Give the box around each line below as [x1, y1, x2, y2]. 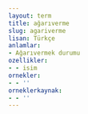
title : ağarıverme [8, 19, 70, 27]
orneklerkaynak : [8, 86, 62, 95]
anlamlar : [8, 42, 42, 50]
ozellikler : [8, 57, 48, 65]
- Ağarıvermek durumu [8, 49, 81, 57]
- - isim [8, 64, 38, 72]
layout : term [8, 11, 52, 20]
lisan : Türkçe [8, 34, 56, 43]
